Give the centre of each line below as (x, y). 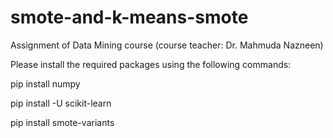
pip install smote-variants (62, 122)
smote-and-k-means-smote (129, 17)
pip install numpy (45, 83)
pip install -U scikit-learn (61, 103)
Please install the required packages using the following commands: (151, 64)
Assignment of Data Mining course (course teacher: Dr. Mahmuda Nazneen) (167, 45)
